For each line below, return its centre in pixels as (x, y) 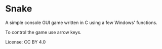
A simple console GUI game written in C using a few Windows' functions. (82, 22)
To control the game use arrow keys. (44, 32)
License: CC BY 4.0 (26, 42)
